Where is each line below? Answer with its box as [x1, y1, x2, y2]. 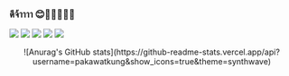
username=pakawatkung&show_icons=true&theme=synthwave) [32, 56, 272, 67]
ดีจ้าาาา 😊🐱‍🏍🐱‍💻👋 [9, 8, 76, 21]
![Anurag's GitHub [23, 46, 91, 57]
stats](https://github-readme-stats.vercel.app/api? [92, 46, 280, 57]
